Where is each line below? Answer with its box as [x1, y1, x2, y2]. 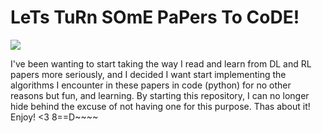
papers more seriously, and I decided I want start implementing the [10, 68, 287, 80]
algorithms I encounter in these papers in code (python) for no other [10, 79, 292, 91]
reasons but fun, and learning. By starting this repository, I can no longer [10, 89, 310, 101]
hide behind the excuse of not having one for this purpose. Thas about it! [10, 100, 311, 112]
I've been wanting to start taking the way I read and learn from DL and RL [10, 57, 312, 70]
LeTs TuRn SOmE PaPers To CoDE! [10, 6, 300, 29]
